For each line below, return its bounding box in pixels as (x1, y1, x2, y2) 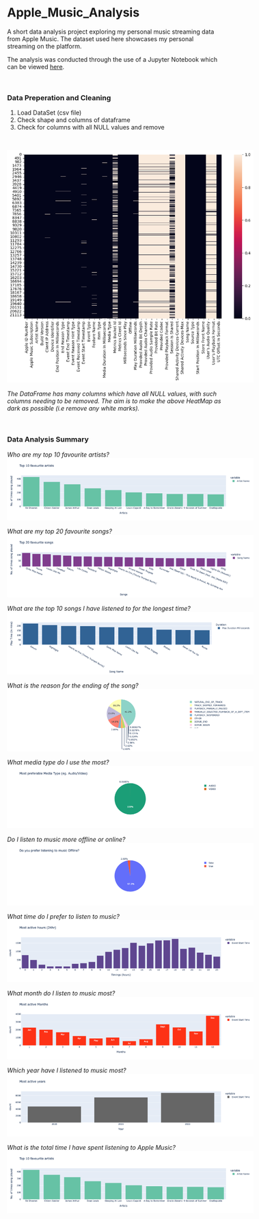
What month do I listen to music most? (7, 989, 115, 998)
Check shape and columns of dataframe (16, 116, 131, 124)
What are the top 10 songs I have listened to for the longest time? (7, 604, 191, 612)
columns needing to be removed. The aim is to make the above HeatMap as (7, 397, 221, 405)
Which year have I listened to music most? (7, 1066, 126, 1074)
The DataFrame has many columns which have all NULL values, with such (7, 389, 217, 398)
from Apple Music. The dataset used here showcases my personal (7, 34, 194, 43)
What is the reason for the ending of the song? (7, 681, 139, 690)
